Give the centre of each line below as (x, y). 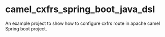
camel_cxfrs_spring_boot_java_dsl (80, 9)
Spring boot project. (26, 28)
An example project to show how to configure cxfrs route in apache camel (83, 23)
